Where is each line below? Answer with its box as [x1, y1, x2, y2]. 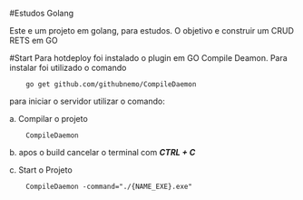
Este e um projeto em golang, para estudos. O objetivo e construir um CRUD [9, 25, 295, 35]
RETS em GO [9, 35, 58, 45]
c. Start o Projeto [9, 165, 73, 175]
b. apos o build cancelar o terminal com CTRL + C [9, 147, 196, 157]
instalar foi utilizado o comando [9, 63, 127, 73]
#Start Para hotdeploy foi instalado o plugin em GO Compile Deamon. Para [9, 53, 288, 63]
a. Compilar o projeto [9, 114, 88, 124]
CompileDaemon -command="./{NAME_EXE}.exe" [25, 182, 193, 191]
